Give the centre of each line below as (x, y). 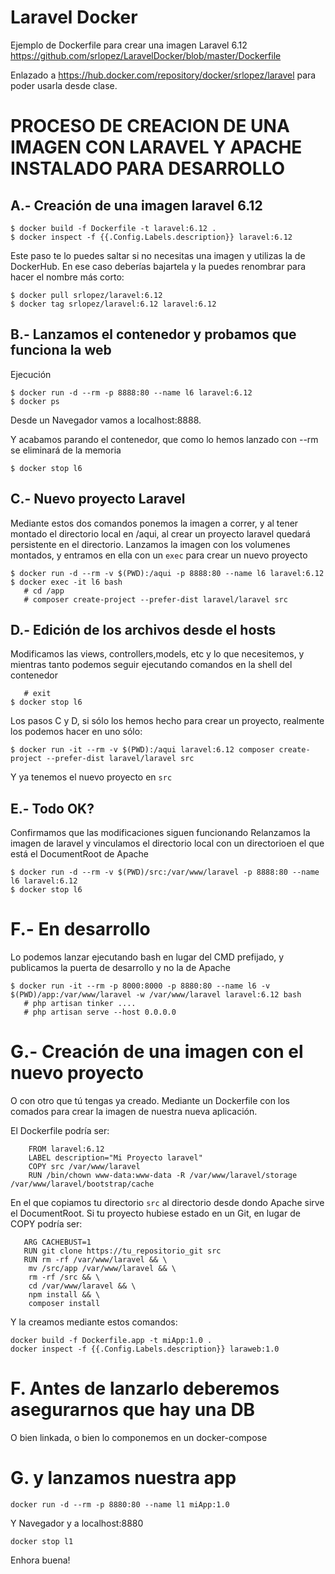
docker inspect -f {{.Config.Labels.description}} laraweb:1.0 (145, 1349)
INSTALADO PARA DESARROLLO (148, 168)
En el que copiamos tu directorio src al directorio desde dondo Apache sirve (167, 1203)
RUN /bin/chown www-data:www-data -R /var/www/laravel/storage (163, 1176)
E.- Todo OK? (52, 808)
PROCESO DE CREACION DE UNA (150, 126)
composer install (64, 1304)
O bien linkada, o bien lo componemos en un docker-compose (139, 1437)
